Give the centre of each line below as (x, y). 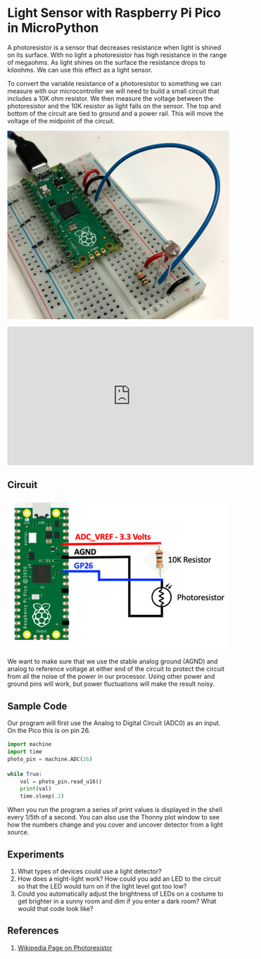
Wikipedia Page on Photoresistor (65, 948)
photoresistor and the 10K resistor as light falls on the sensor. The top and (114, 106)
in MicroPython (53, 28)
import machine (30, 744)
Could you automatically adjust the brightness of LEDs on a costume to (120, 894)
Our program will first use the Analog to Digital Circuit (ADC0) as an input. (114, 723)
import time (25, 752)
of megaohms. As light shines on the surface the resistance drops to (107, 62)
